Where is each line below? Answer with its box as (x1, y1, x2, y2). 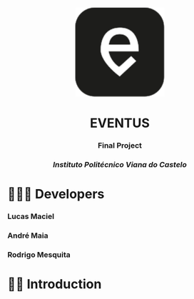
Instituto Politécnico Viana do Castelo (52, 160, 188, 170)
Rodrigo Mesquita (7, 250, 71, 260)
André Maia (7, 230, 48, 240)
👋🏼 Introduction (7, 276, 102, 293)
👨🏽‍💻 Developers (7, 186, 105, 203)
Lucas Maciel (7, 211, 55, 221)
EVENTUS (90, 115, 150, 131)
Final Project (97, 141, 143, 151)
